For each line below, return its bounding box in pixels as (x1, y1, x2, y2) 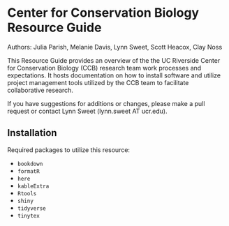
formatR (17, 167, 40, 175)
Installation (7, 127, 57, 139)
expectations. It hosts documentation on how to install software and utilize (7, 71, 221, 80)
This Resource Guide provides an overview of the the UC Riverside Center (7, 56, 221, 64)
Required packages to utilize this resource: (7, 145, 131, 154)
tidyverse (17, 204, 47, 212)
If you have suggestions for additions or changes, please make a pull (7, 99, 205, 107)
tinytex (17, 212, 40, 219)
